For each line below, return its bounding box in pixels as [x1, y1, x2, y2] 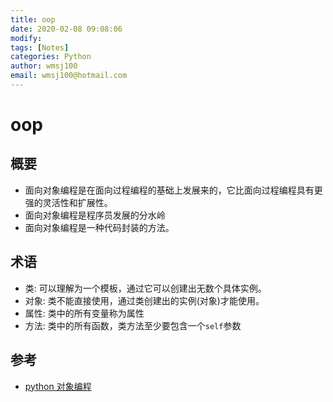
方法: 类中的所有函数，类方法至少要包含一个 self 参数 [24, 319, 242, 331]
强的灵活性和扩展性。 [24, 196, 113, 208]
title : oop [10, 14, 56, 25]
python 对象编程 [24, 380, 92, 392]
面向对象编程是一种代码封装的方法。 [24, 221, 175, 233]
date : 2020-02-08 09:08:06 [10, 24, 123, 34]
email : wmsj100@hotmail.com [10, 71, 128, 81]
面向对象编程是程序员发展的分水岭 [24, 209, 166, 221]
